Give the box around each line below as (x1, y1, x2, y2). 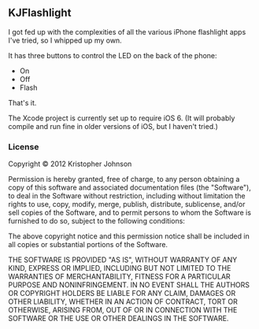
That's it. (8, 98, 37, 107)
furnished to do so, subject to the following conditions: (8, 216, 185, 226)
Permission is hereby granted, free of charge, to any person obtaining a (8, 175, 240, 184)
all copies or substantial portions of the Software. (8, 240, 168, 250)
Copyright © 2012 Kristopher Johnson (8, 159, 132, 168)
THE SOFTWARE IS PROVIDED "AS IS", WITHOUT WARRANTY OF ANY (8, 255, 238, 264)
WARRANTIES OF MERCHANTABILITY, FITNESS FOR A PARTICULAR (8, 272, 231, 282)
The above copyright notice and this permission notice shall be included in (8, 231, 250, 241)
